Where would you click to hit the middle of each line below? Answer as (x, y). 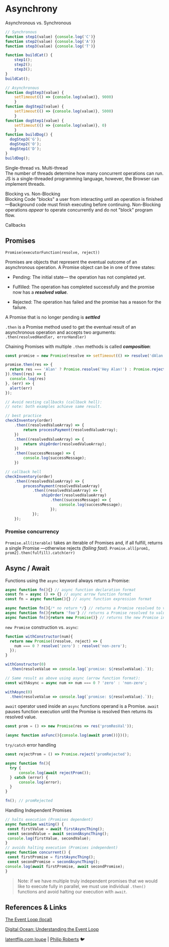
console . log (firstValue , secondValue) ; (49, 838)
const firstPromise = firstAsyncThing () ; (51, 857)
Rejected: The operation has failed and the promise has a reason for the (87, 302)
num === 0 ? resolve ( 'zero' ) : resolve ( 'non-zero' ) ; (71, 646)
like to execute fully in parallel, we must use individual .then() (82, 886)
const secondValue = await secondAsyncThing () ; (58, 833)
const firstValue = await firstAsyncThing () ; (56, 829)
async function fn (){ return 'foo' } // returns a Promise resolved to (80, 613)
